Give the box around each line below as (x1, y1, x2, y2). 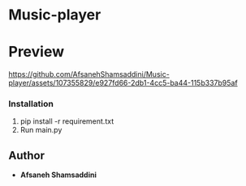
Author (8, 148, 45, 163)
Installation (8, 99, 54, 110)
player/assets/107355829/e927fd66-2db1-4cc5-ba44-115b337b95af (8, 78, 238, 88)
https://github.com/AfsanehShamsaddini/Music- (8, 70, 170, 79)
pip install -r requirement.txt (19, 116, 114, 126)
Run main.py (19, 125, 63, 135)
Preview (8, 43, 65, 61)
